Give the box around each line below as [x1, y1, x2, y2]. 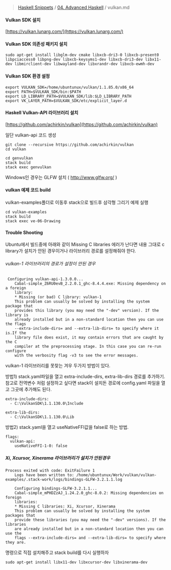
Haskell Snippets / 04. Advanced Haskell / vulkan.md [17, 5, 130, 10]
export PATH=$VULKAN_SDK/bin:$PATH [5, 89, 81, 94]
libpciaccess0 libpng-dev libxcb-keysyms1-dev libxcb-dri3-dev [5, 57, 143, 62]
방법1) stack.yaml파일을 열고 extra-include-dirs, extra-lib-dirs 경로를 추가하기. [5, 374, 165, 380]
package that [5, 304, 33, 309]
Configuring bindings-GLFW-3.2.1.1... [14, 486, 97, 492]
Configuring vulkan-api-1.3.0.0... [7, 277, 83, 282]
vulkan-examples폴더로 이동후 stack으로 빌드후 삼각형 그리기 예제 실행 [5, 200, 148, 206]
